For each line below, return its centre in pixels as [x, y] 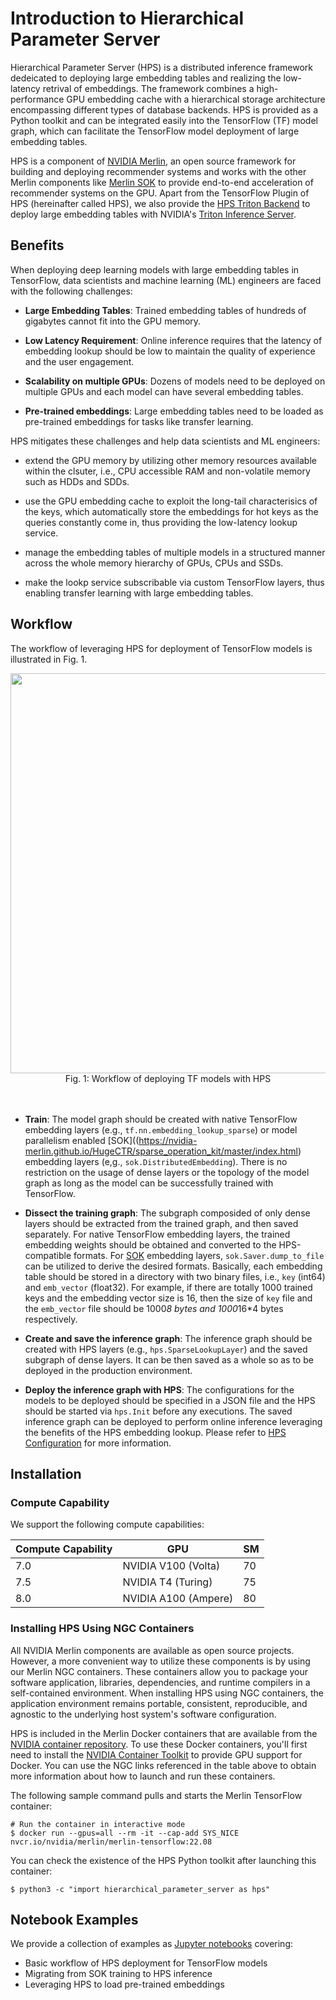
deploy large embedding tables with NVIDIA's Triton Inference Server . [153, 214]
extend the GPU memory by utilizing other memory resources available [170, 460]
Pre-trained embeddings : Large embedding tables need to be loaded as [174, 411]
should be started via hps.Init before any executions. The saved [158, 1411]
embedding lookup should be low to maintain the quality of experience [170, 351]
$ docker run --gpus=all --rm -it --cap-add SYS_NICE [125, 1833]
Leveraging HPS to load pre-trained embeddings [124, 1984]
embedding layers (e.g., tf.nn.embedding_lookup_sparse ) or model [161, 1129]
